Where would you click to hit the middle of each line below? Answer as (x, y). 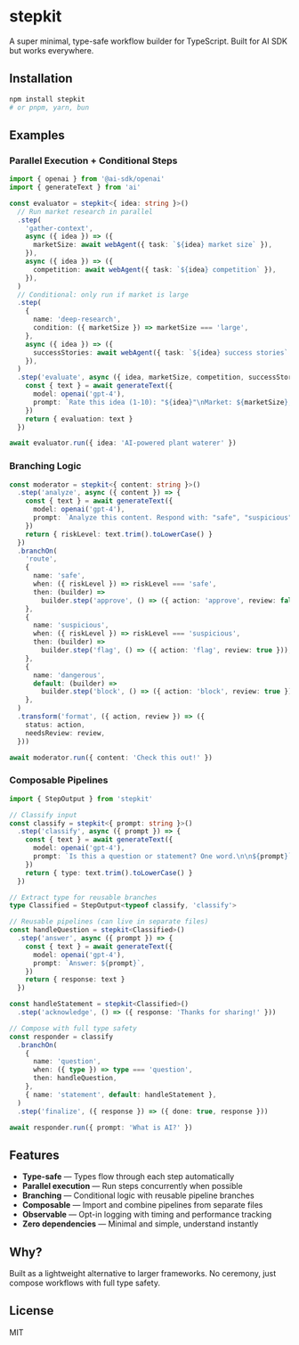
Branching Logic (45, 466)
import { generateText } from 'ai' (75, 188)
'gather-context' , (59, 228)
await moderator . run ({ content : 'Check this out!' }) (111, 758)
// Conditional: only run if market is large (103, 295)
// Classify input (43, 815)
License (32, 1311)
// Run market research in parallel (85, 211)
